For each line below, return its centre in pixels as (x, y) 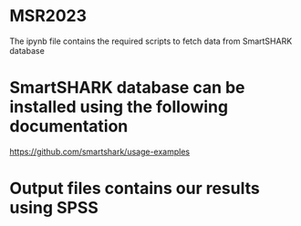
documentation (69, 126)
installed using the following (119, 107)
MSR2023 (48, 16)
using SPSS (54, 208)
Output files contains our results (135, 189)
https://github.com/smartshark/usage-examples (99, 151)
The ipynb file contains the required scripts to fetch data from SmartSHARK (151, 41)
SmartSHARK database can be (127, 88)
